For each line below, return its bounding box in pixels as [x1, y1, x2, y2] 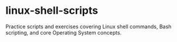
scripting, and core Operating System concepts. [5, 29, 122, 36]
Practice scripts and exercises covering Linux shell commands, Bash [5, 23, 172, 30]
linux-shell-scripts [5, 4, 98, 17]
